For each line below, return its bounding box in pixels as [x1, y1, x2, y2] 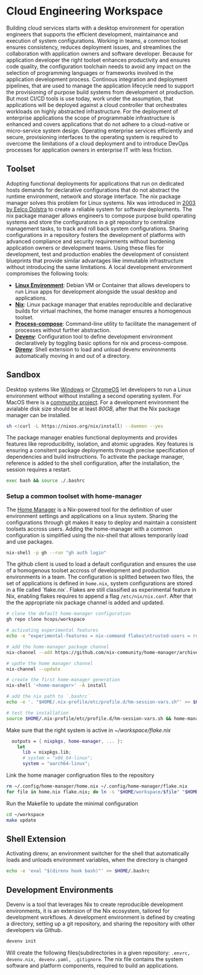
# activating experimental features [6, 627, 98, 633]
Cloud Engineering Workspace [6, 4, 163, 18]
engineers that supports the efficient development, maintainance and [6, 30, 178, 37]
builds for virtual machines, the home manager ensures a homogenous [14, 307, 192, 314]
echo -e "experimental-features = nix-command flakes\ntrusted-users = [6, 633, 190, 639]
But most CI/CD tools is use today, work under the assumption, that [6, 95, 174, 102]
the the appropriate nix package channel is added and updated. [6, 599, 164, 606]
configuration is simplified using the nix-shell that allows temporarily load [6, 531, 188, 539]
